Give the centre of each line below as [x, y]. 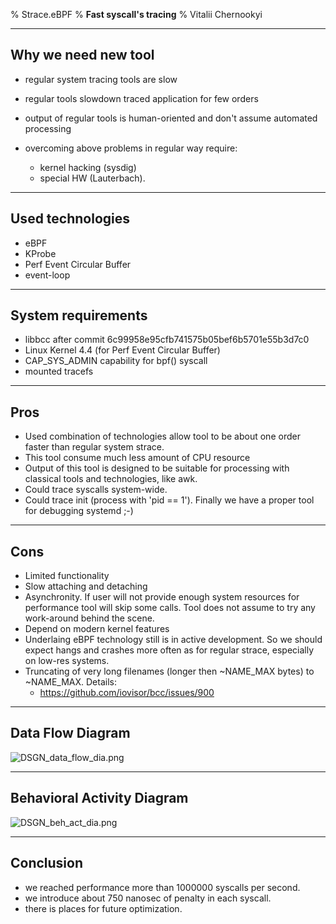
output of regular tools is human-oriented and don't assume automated [171, 118]
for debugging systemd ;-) [79, 511]
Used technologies [70, 219]
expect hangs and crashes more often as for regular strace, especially [169, 650]
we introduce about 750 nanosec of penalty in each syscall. [148, 898]
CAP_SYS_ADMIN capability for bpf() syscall [116, 361]
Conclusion [47, 863]
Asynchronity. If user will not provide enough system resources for [162, 597]
